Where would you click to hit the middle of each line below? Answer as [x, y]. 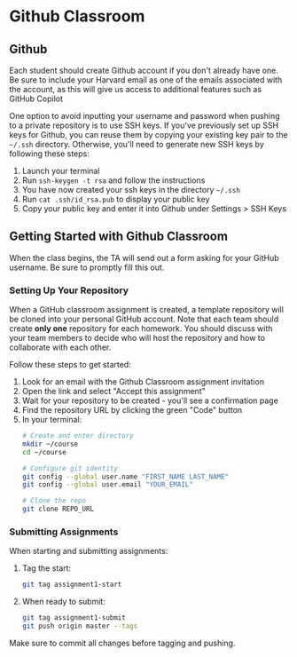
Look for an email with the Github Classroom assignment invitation [143, 382]
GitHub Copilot [36, 99]
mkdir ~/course [50, 444]
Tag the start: [47, 568]
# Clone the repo [54, 501]
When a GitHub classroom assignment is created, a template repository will [146, 310]
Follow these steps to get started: [70, 365]
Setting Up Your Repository [69, 290]
